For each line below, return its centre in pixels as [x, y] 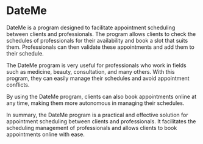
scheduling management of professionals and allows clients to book [92, 128]
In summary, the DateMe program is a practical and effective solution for [97, 115]
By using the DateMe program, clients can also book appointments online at [101, 96]
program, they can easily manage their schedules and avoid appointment [98, 78]
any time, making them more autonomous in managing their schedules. [95, 103]
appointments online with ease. [46, 134]
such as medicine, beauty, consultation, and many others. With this [91, 71]
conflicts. [18, 85]
